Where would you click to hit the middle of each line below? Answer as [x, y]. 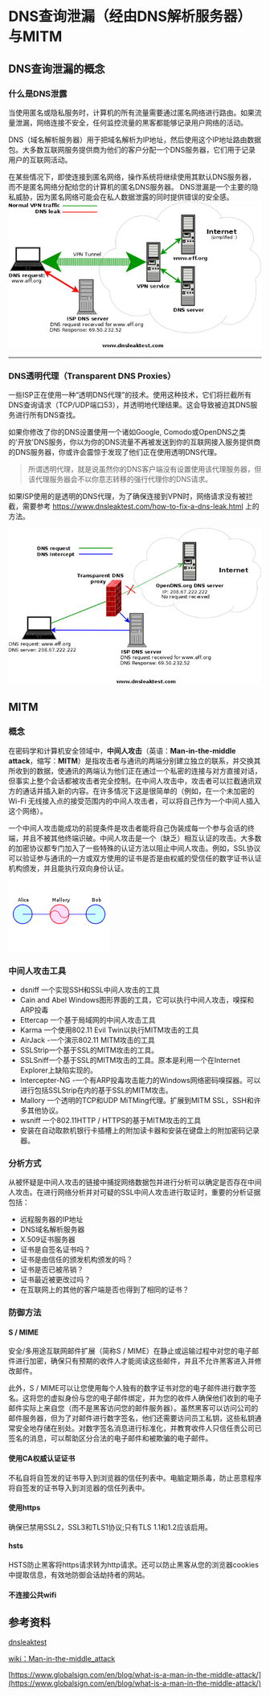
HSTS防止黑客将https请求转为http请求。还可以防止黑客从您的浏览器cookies [134, 1564]
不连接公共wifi [33, 1595]
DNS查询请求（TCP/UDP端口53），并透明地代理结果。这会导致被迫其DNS [129, 405]
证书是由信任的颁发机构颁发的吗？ [76, 1260]
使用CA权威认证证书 [42, 1458]
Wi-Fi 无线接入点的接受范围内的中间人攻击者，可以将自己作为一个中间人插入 [135, 801]
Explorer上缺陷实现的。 [59, 1070]
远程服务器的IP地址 [51, 1220]
